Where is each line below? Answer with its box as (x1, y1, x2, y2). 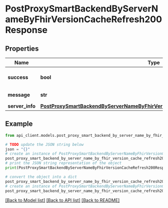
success (7, 74, 28, 81)
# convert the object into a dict (5, 174, 77, 179)
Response (5, 25, 48, 36)
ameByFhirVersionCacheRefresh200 (5, 14, 162, 25)
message (7, 91, 30, 98)
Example (5, 120, 33, 128)
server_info (7, 103, 36, 109)
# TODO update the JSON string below (5, 142, 84, 147)
